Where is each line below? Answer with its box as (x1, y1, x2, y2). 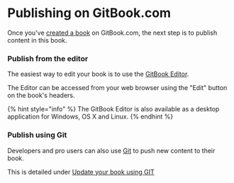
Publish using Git (7, 130, 67, 140)
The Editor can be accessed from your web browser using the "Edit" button (7, 84, 228, 92)
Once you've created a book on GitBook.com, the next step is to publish (7, 28, 218, 37)
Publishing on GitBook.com (7, 5, 172, 21)
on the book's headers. (7, 91, 75, 100)
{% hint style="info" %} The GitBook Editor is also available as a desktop (7, 105, 220, 113)
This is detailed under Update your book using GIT (7, 167, 155, 176)
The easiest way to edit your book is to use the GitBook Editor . (7, 70, 189, 79)
